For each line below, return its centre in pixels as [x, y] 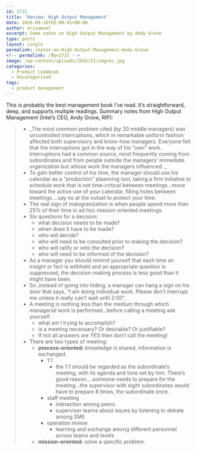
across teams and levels [85, 435]
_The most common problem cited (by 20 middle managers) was [107, 129]
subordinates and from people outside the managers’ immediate [107, 160]
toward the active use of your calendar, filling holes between [103, 191]
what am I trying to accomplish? [77, 323]
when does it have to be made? [76, 229]
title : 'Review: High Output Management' [58, 17]
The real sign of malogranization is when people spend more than [109, 204]
